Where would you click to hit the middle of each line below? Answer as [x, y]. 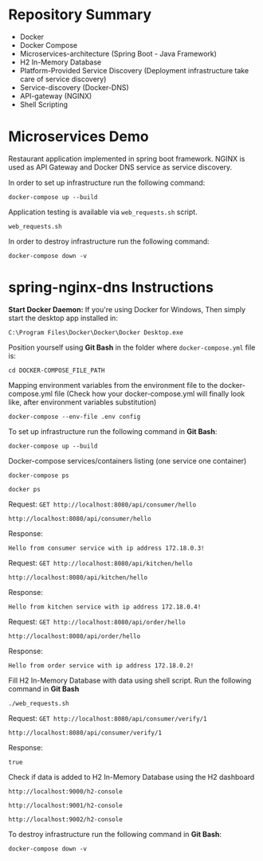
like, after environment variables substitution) [82, 402]
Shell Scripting [44, 104]
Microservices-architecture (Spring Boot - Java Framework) [118, 53]
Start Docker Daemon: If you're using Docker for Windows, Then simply [127, 309]
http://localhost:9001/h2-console [66, 805]
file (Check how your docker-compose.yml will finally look [150, 393]
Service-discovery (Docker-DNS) [74, 87]
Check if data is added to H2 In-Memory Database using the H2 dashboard [131, 777]
